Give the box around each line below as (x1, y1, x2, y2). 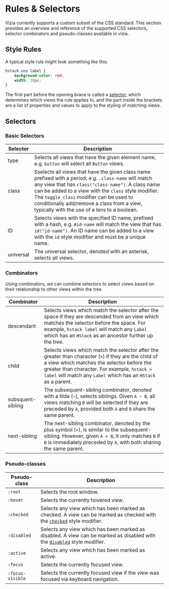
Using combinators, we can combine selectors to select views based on (5, 281, 154, 287)
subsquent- (8, 396, 36, 403)
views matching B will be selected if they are (44, 399, 148, 406)
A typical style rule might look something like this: (5, 59, 108, 65)
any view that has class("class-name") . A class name (34, 180, 160, 188)
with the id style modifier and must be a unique (34, 233, 146, 240)
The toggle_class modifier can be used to (34, 193, 133, 200)
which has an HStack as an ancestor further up (44, 332, 153, 339)
